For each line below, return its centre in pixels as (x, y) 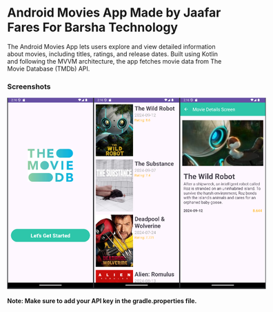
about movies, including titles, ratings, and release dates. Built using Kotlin (113, 54)
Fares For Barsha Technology (92, 27)
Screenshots (29, 86)
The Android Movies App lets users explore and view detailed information (111, 46)
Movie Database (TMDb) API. (49, 68)
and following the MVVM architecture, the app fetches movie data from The (114, 61)
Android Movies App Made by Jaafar (114, 13)
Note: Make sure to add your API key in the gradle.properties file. (102, 301)
